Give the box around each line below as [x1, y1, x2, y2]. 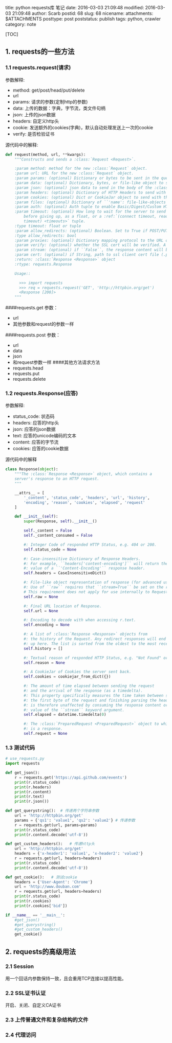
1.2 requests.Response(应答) [5, 390, 78, 397]
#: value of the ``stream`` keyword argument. [24, 707, 125, 713]
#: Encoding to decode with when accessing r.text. [24, 617, 137, 623]
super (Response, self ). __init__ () [24, 519, 97, 524]
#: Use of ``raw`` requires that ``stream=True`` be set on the [24, 585, 164, 590]
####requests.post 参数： [5, 332, 60, 338]
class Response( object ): [5, 467, 58, 472]
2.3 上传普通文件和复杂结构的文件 [5, 1016, 89, 1023]
